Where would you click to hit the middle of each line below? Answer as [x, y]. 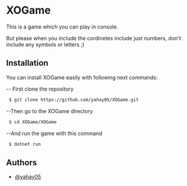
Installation [27, 63]
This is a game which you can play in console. [62, 27]
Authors [22, 163]
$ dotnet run [25, 144]
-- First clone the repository [40, 89]
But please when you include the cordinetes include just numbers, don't [94, 38]
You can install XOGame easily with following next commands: [82, 77]
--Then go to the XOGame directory [49, 111]
